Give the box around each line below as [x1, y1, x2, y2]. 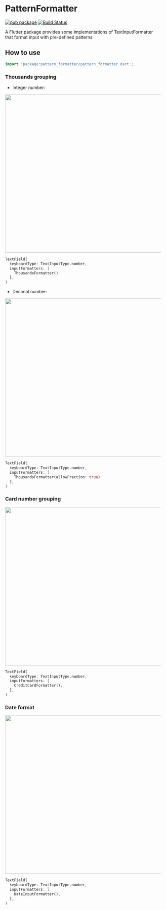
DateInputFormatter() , [14, 891, 61, 897]
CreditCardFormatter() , [14, 683, 63, 688]
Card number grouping [5, 496, 61, 502]
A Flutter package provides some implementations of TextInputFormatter [5, 29, 153, 35]
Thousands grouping [5, 73, 57, 80]
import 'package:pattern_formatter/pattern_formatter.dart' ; [5, 61, 134, 67]
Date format [5, 704, 35, 711]
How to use [5, 48, 41, 57]
